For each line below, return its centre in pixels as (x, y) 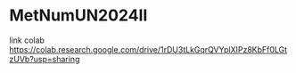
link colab (27, 40)
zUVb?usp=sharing (45, 59)
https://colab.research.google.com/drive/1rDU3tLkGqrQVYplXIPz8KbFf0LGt (148, 49)
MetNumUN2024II (78, 16)
